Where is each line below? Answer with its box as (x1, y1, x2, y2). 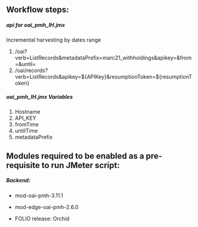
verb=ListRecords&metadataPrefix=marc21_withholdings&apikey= (14, 54, 177, 61)
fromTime (14, 121, 39, 128)
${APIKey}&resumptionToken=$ (81, 73, 159, 80)
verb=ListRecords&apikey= (14, 73, 82, 80)
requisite (6, 160, 40, 170)
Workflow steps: (6, 5, 69, 15)
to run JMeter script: (41, 160, 120, 170)
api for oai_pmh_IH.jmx (6, 21, 66, 29)
